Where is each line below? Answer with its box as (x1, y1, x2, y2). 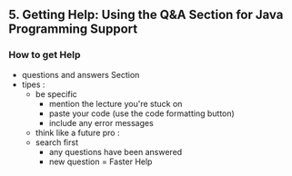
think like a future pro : (35, 127, 120, 138)
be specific (35, 88, 78, 99)
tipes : (21, 79, 45, 90)
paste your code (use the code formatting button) (48, 108, 236, 119)
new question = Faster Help (48, 156, 153, 167)
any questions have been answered (48, 146, 183, 157)
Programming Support (8, 22, 138, 37)
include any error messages (48, 117, 154, 128)
